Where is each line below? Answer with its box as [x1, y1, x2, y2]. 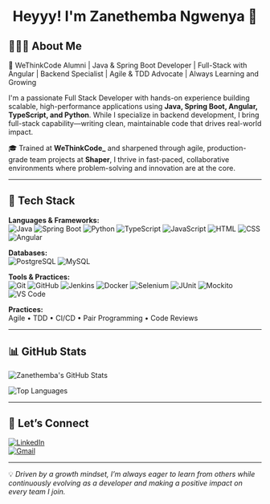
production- [207, 144, 247, 152]
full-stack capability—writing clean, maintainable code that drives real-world [8, 119, 262, 128]
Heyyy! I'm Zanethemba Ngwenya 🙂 [12, 7, 258, 26]
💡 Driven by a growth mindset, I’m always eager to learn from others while [8, 469, 256, 479]
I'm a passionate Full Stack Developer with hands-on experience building [8, 93, 251, 103]
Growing [8, 78, 37, 87]
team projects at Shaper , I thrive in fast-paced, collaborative [29, 155, 230, 164]
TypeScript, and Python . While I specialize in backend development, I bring [8, 110, 260, 120]
